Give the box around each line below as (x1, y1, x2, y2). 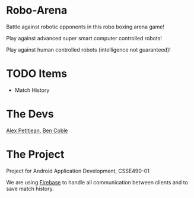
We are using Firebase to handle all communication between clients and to (6, 178, 188, 186)
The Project (6, 148, 65, 161)
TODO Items (6, 67, 67, 81)
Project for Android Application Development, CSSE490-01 (6, 167, 150, 174)
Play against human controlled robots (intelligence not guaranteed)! (6, 46, 171, 53)
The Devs (6, 107, 55, 121)
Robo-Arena (6, 4, 68, 17)
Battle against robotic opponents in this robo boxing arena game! (6, 23, 165, 30)
